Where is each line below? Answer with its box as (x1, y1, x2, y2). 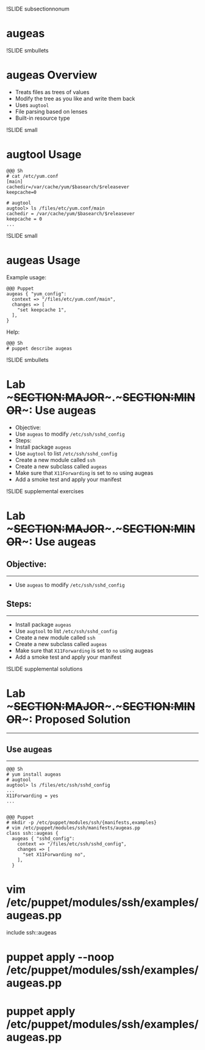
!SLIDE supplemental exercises (6, 487, 84, 494)
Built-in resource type (15, 114, 70, 122)
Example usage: (6, 273, 47, 281)
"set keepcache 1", (17, 307, 67, 313)
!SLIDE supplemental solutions (6, 665, 83, 672)
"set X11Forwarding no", (22, 852, 86, 858)
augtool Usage (6, 148, 82, 161)
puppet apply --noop (6, 950, 115, 964)
